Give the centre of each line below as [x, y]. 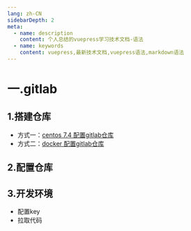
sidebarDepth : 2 [31, 20]
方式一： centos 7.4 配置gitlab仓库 [65, 135]
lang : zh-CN [24, 14]
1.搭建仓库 [29, 117]
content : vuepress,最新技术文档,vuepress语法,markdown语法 [102, 53]
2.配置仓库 [30, 168]
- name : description [43, 33]
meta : [15, 26]
